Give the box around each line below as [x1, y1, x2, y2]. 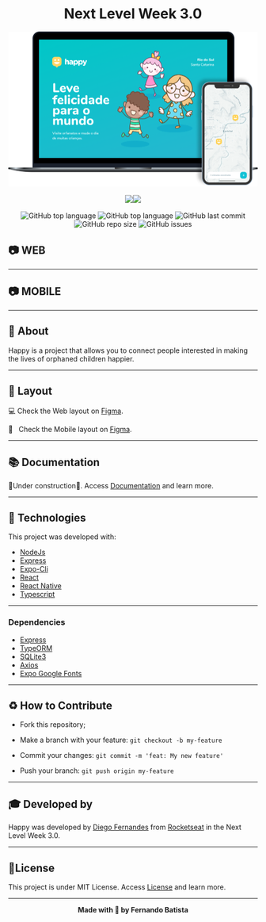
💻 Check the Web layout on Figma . [8, 406, 124, 415]
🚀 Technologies [8, 511, 86, 524]
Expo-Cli [19, 564, 49, 574]
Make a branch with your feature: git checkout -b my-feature [19, 735, 222, 745]
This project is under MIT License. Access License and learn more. [8, 882, 226, 892]
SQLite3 [19, 652, 47, 661]
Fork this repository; [19, 720, 85, 729]
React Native [19, 581, 62, 591]
